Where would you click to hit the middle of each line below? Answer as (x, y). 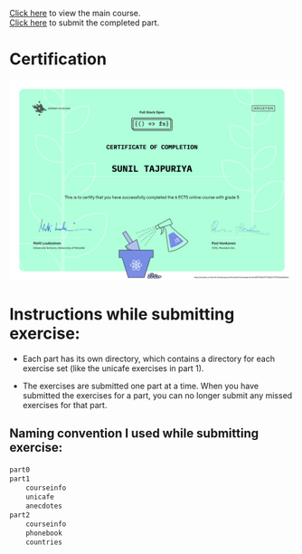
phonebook (44, 533)
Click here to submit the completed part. (85, 23)
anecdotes (44, 506)
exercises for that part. (65, 405)
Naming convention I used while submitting (134, 434)
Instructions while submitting (122, 314)
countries (44, 542)
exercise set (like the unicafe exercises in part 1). (113, 368)
